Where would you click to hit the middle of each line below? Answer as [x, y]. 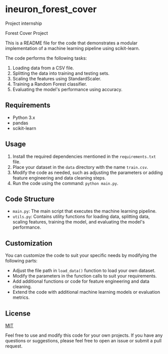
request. [14, 346]
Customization [29, 243]
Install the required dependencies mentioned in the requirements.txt [84, 156]
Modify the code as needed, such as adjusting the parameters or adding [88, 172]
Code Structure [30, 199]
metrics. [21, 297]
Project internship [24, 23]
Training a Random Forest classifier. [50, 84]
